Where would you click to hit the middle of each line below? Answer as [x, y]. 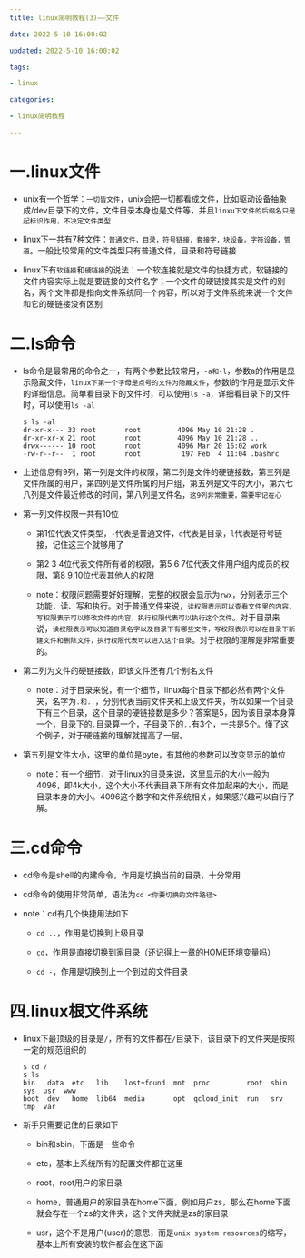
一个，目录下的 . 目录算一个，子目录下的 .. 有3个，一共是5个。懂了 [158, 724]
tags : [20, 67]
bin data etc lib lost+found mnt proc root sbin [155, 1083]
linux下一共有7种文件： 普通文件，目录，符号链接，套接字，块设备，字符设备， [153, 239]
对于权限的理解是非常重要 [247, 639]
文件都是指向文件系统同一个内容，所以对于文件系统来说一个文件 [173, 292]
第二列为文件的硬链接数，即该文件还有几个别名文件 [118, 670]
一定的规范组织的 [54, 1049]
